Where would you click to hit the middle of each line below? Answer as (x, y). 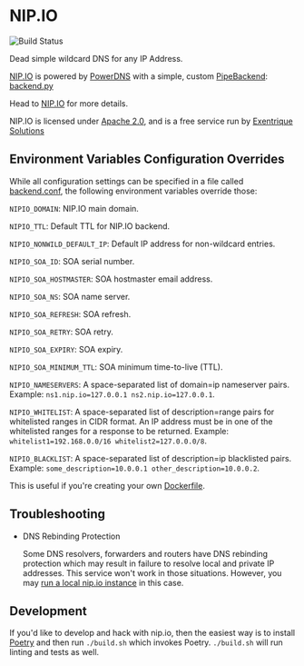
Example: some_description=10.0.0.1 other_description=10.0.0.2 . (135, 468)
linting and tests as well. (54, 652)
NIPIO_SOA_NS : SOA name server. (70, 296)
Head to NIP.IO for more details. (69, 103)
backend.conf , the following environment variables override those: (133, 191)
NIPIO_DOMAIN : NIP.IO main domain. (74, 208)
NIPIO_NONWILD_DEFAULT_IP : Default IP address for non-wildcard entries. (142, 244)
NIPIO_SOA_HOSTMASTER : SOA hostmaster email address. (111, 279)
